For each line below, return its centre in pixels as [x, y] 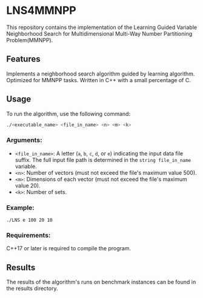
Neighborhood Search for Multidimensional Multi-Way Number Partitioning [99, 33]
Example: [20, 207]
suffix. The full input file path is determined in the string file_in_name [103, 160]
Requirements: [28, 235]
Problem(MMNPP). [30, 40]
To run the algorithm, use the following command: [68, 114]
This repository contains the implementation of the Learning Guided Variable [102, 27]
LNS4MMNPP [42, 11]
